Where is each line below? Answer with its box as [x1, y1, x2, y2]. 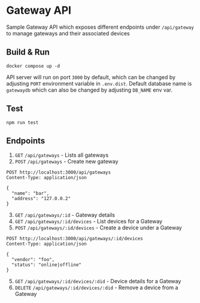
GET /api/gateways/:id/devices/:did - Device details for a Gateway [14, 278, 181, 285]
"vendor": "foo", [11, 257, 55, 263]
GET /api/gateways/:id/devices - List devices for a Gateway [14, 218, 163, 225]
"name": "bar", [11, 190, 50, 196]
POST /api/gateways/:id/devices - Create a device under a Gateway [14, 224, 183, 231]
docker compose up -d [6, 63, 60, 69]
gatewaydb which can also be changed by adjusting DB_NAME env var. [6, 86, 172, 93]
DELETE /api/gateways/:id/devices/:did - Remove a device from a [14, 284, 178, 291]
